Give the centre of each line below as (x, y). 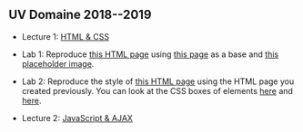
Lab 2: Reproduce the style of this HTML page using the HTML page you (158, 81)
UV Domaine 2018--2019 (80, 15)
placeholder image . (58, 63)
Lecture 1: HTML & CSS (66, 36)
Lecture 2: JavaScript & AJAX (77, 118)
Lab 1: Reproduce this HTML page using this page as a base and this (150, 54)
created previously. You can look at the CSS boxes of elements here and (157, 90)
